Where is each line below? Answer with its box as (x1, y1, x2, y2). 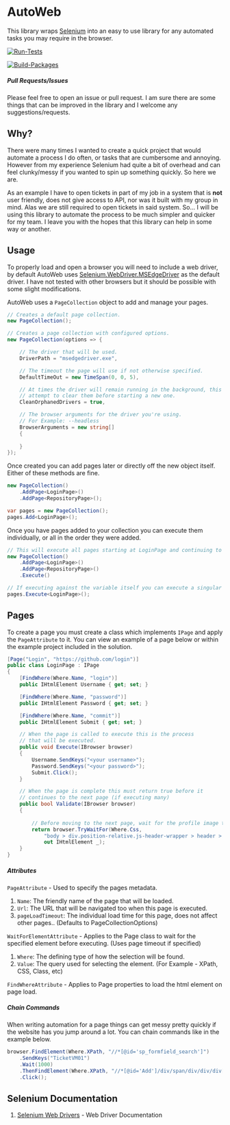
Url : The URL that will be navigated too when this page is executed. (16, 905, 207, 913)
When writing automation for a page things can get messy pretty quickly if (7, 1021, 217, 1029)
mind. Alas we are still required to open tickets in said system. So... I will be (7, 203, 219, 211)
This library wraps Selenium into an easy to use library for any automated (7, 27, 214, 35)
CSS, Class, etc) (16, 967, 63, 976)
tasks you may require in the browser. (7, 34, 114, 42)
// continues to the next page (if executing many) (19, 794, 170, 801)
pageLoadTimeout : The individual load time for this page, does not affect (16, 911, 218, 920)
